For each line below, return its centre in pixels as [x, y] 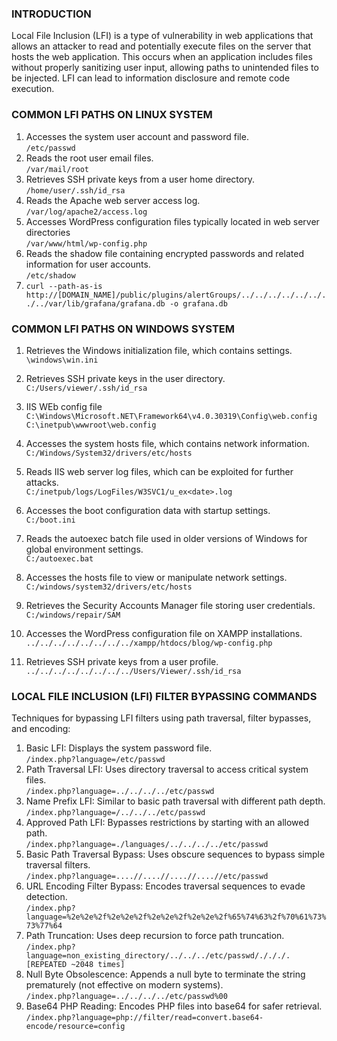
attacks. [42, 482]
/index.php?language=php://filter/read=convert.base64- [144, 1018]
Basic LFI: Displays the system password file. [119, 748]
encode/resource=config [75, 1027]
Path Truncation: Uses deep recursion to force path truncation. [155, 936]
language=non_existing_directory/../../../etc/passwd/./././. [158, 956]
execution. [33, 89]
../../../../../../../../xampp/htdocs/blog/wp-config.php [149, 643]
